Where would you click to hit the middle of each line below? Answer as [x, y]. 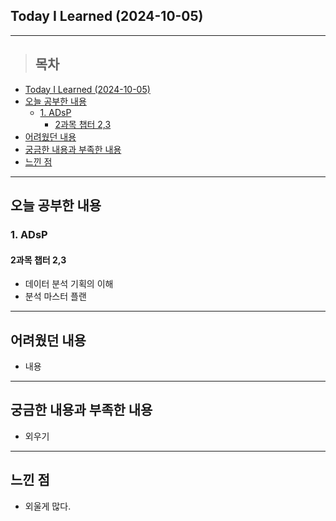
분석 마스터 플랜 [55, 296]
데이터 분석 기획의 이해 [69, 284]
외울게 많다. [48, 506]
